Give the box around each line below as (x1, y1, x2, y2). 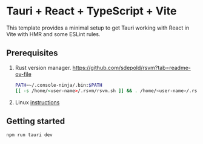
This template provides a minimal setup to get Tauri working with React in (6, 24, 190, 31)
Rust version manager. (15, 64, 72, 71)
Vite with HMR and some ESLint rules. (6, 30, 101, 37)
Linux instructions (15, 98, 60, 106)
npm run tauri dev (6, 132, 53, 138)
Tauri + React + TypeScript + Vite (6, 4, 177, 18)
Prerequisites (6, 48, 58, 58)
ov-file (15, 70, 32, 78)
